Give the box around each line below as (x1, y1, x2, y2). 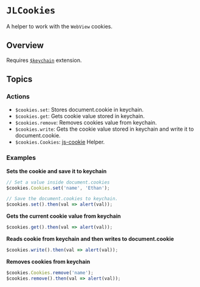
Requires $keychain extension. (6, 57, 82, 64)
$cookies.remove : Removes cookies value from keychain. (15, 119, 157, 126)
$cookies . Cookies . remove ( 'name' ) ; (6, 269, 94, 275)
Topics (6, 74, 33, 85)
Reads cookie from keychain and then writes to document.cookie (6, 235, 174, 243)
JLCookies (6, 5, 56, 16)
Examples (6, 154, 36, 162)
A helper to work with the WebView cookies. (6, 22, 112, 30)
